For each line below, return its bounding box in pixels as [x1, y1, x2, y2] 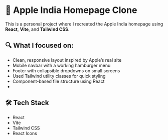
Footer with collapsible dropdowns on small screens [12, 67, 120, 74]
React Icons [12, 130, 38, 136]
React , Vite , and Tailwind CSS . [5, 26, 70, 32]
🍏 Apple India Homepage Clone [5, 4, 137, 16]
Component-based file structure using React [12, 78, 105, 84]
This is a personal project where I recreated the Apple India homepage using [5, 21, 163, 27]
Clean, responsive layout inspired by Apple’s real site [12, 57, 122, 63]
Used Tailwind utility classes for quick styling [12, 73, 106, 79]
